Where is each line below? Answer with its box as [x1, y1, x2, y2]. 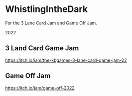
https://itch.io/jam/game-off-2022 [5, 85, 75, 91]
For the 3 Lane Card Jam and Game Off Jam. [5, 20, 97, 26]
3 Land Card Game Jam [5, 44, 79, 53]
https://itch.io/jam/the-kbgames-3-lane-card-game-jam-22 [5, 57, 127, 63]
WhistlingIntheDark [5, 3, 88, 15]
